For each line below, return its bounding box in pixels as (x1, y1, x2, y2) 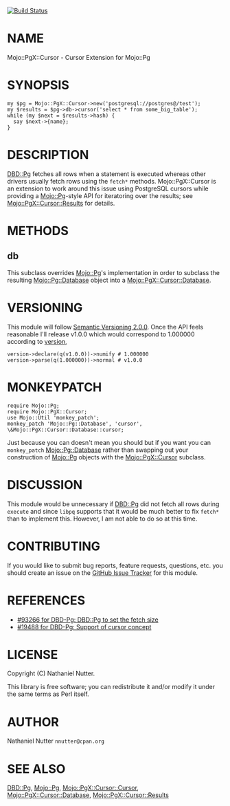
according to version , (7, 337, 67, 345)
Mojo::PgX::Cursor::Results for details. (7, 199, 115, 207)
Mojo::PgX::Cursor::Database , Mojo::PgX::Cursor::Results (7, 791, 170, 799)
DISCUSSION (7, 477, 83, 492)
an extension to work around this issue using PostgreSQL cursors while (7, 184, 209, 193)
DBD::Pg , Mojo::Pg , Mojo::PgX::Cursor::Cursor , (7, 784, 139, 792)
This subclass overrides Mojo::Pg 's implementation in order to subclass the (7, 268, 220, 276)
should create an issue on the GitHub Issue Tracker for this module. (7, 568, 198, 577)
